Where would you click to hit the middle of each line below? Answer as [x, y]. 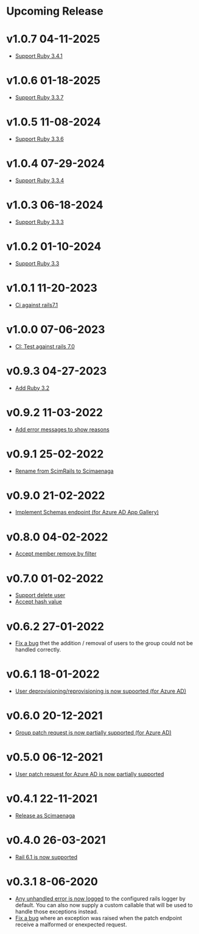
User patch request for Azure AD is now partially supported [89, 774]
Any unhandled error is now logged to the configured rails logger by [100, 898]
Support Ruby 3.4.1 [39, 56]
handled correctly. [38, 649]
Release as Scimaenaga [45, 815]
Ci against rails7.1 [37, 305]
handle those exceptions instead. [57, 911]
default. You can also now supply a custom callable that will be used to [104, 905]
